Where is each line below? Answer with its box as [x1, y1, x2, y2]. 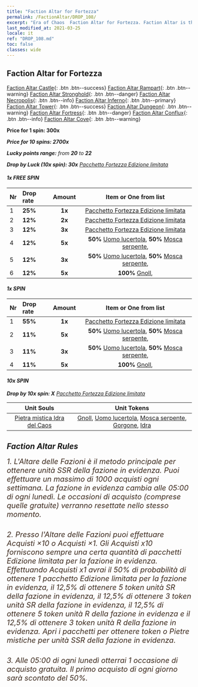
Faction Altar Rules [6, 441, 79, 451]
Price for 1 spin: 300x [6, 127, 60, 134]
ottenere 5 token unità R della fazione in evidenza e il [6, 609, 190, 618]
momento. [6, 509, 42, 519]
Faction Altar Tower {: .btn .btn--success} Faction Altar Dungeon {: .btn [6, 103, 177, 110]
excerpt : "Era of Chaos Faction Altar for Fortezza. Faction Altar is [6, 19, 186, 25]
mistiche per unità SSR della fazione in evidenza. [6, 635, 176, 645]
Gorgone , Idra [113, 421, 152, 429]
